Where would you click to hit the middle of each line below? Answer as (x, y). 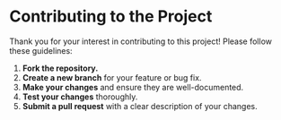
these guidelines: (41, 50)
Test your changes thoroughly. (80, 97)
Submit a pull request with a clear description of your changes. (140, 106)
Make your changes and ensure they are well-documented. (133, 87)
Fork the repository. (60, 68)
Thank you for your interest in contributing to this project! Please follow (140, 41)
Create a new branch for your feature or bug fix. (112, 77)
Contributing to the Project (111, 17)
